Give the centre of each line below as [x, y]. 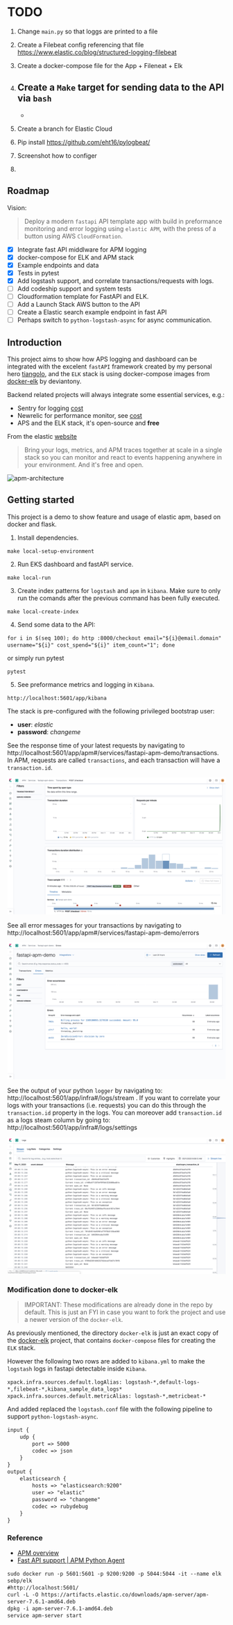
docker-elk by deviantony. [44, 381]
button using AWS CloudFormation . [73, 236]
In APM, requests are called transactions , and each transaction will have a [114, 760]
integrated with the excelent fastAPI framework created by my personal [110, 366]
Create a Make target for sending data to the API [120, 88]
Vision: [17, 208]
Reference [25, 1538]
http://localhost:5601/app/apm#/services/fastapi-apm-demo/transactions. [113, 752]
